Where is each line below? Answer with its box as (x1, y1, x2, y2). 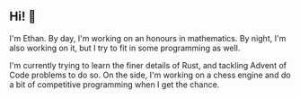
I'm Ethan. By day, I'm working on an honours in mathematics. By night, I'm (9, 32, 287, 43)
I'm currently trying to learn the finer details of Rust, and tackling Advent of (9, 59, 287, 70)
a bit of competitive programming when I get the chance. (9, 78, 220, 90)
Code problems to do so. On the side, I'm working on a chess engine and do (9, 69, 291, 80)
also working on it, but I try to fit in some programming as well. (9, 42, 241, 53)
